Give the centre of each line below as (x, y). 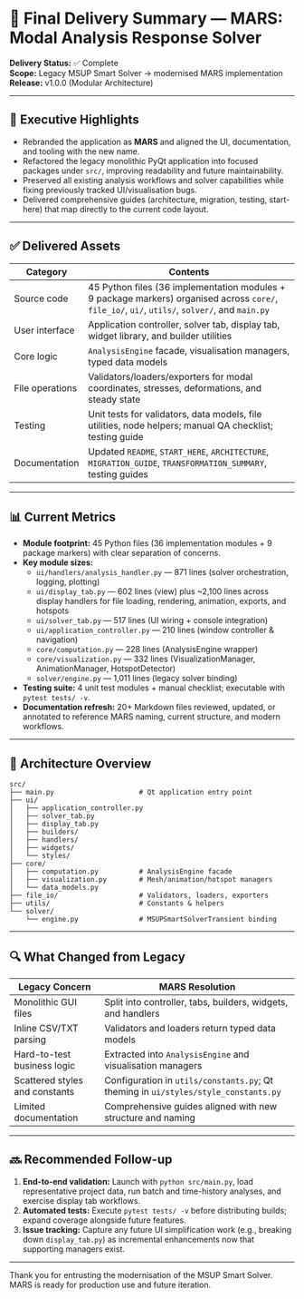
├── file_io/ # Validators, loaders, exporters (139, 896)
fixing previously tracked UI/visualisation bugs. (109, 190)
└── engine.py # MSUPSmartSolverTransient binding (152, 920)
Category (47, 271)
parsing (30, 1040)
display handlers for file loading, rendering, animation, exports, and (161, 601)
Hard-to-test (42, 1054)
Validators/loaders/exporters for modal (171, 376)
